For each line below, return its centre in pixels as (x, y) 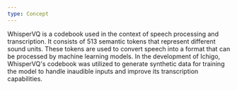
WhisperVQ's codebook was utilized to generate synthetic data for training (116, 63)
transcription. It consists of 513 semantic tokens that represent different (111, 41)
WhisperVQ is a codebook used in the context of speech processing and (113, 34)
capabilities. (25, 79)
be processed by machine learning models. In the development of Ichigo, (114, 56)
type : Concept (28, 14)
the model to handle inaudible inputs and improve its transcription (103, 71)
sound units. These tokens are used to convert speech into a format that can (119, 49)
